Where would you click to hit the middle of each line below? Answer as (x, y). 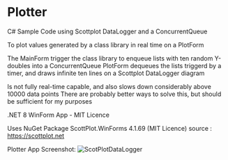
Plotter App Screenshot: (42, 149)
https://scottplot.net (36, 136)
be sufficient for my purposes (50, 101)
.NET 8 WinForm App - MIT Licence (59, 115)
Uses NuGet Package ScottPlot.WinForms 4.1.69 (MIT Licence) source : (110, 128)
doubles (19, 65)
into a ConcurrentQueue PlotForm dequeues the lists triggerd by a (127, 65)
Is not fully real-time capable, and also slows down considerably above (109, 86)
